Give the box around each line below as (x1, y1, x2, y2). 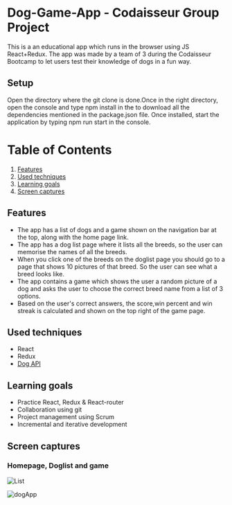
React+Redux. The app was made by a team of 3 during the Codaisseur (7, 50, 211, 58)
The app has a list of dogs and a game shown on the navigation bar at (17, 225, 217, 233)
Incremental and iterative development (17, 420, 127, 429)
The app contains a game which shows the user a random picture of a (17, 277, 217, 285)
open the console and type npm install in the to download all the (7, 103, 190, 112)
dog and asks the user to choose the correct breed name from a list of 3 (17, 284, 224, 292)
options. (17, 292, 41, 300)
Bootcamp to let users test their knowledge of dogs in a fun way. (7, 57, 192, 65)
